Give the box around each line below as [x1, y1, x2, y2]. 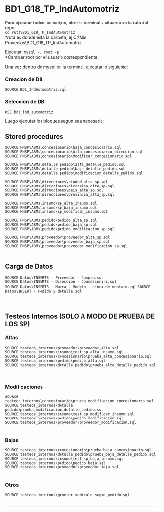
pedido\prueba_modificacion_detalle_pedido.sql [5, 407, 104, 412]
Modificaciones [5, 383, 43, 390]
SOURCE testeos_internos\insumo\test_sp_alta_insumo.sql [5, 349, 123, 354]
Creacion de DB [5, 76, 43, 83]
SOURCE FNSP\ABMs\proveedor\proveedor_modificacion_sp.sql [5, 244, 128, 249]
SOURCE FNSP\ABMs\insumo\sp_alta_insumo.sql [5, 201, 97, 206]
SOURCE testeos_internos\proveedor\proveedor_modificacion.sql [5, 420, 137, 425]
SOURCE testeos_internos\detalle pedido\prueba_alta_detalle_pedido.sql [5, 362, 156, 368]
